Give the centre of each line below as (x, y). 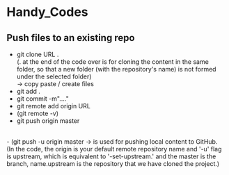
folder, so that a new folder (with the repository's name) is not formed (116, 69)
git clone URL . (38, 54)
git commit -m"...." (42, 99)
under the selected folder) (54, 76)
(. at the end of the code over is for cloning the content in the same (113, 62)
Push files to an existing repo (71, 38)
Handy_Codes (47, 12)
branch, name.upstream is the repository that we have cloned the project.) (113, 164)
